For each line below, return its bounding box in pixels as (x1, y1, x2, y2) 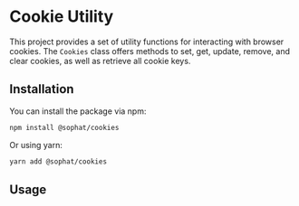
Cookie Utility (9, 6, 114, 27)
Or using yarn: (9, 139, 63, 150)
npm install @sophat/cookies (9, 123, 120, 132)
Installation (9, 81, 74, 97)
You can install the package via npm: (9, 106, 147, 117)
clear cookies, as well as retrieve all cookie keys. (9, 55, 191, 66)
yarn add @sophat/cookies (9, 156, 107, 166)
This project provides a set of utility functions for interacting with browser (9, 36, 285, 47)
